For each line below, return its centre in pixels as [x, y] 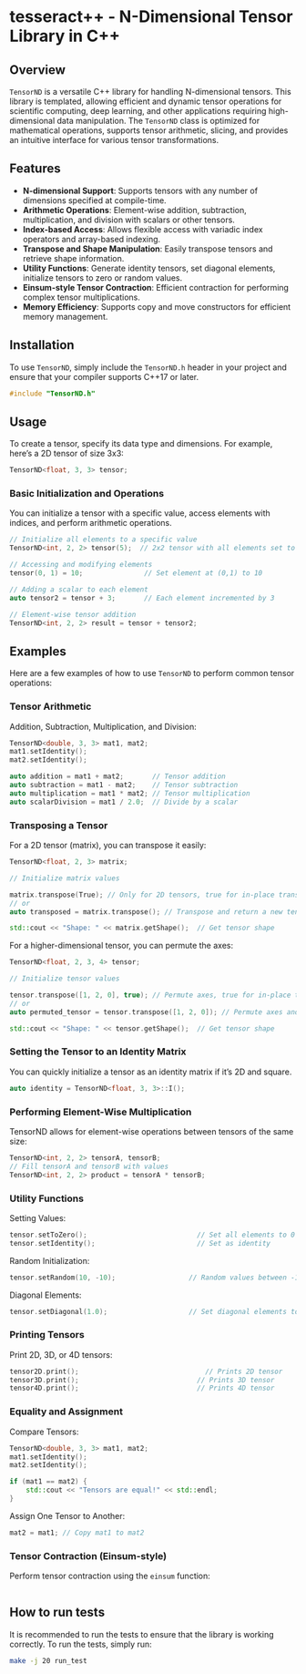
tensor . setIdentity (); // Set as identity [140, 1243]
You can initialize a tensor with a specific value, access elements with [140, 513]
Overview [38, 70]
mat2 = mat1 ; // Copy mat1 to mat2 [77, 1533]
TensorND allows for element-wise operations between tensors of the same [152, 1131]
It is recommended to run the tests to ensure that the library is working [142, 1634]
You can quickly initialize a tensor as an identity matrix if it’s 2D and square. [151, 1072]
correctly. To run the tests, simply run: [81, 1644]
